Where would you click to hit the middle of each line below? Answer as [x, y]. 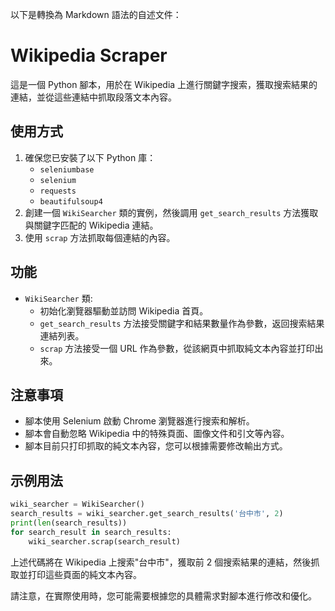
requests [58, 191]
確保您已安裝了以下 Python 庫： [90, 157]
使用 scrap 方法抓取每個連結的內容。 [100, 237]
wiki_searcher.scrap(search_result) [105, 541]
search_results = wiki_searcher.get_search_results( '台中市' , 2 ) [147, 514]
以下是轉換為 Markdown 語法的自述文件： [96, 14]
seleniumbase [67, 169]
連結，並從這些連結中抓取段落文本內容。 [93, 97]
